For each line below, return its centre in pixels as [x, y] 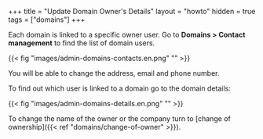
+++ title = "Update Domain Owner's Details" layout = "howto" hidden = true [132, 11]
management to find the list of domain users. [82, 43]
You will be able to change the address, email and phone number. [114, 73]
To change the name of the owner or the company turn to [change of [120, 119]
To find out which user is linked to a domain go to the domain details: [120, 88]
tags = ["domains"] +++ [47, 20]
